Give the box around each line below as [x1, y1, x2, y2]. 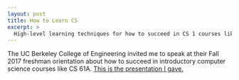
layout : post [7, 10, 46, 18]
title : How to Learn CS [7, 17, 78, 24]
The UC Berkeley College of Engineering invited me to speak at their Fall [7, 50, 219, 58]
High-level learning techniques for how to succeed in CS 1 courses [14, 30, 221, 38]
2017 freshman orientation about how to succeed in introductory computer [7, 57, 226, 66]
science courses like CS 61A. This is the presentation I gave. [7, 64, 184, 73]
